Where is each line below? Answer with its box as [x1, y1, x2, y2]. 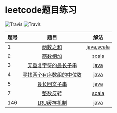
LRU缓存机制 [37, 99, 67, 106]
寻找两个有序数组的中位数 [22, 71, 82, 78]
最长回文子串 [37, 80, 68, 87]
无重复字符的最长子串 [27, 62, 78, 69]
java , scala [86, 43, 110, 50]
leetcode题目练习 [5, 4, 77, 16]
